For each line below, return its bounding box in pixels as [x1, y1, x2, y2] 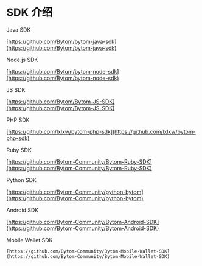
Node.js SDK [6, 56, 38, 63]
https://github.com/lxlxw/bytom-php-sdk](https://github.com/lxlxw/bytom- [8, 128, 196, 135]
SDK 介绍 [6, 5, 53, 19]
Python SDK [6, 176, 37, 183]
